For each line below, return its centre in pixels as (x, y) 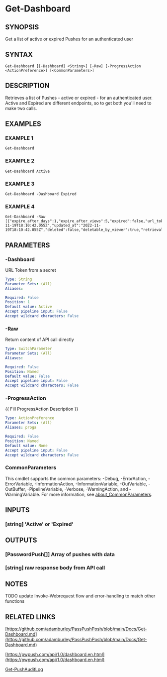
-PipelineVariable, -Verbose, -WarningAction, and (78, 489)
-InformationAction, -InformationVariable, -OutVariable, (91, 484)
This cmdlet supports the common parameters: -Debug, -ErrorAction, (76, 478)
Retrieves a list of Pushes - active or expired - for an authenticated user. (79, 98)
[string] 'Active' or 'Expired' (39, 524)
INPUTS (17, 510)
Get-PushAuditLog (24, 669)
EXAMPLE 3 (20, 184)
